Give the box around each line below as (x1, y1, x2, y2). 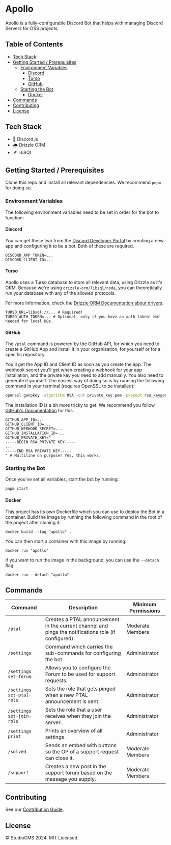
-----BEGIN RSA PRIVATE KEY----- (5, 440, 76, 445)
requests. (45, 677, 68, 684)
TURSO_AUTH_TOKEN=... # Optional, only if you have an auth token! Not (5, 314, 160, 320)
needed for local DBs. (5, 319, 53, 324)
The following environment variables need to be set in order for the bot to (5, 209, 159, 215)
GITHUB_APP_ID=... (5, 417, 44, 422)
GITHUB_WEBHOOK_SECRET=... (5, 426, 63, 432)
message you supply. (45, 776, 96, 783)
